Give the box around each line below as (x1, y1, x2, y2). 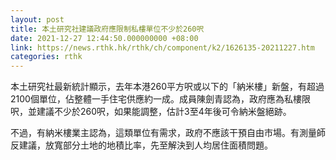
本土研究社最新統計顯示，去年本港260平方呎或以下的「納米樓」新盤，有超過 (10, 81, 325, 93)
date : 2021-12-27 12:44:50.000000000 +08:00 (10, 33, 199, 43)
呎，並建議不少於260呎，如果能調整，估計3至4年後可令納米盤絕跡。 (10, 106, 292, 118)
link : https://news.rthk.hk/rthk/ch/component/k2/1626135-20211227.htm (10, 42, 315, 53)
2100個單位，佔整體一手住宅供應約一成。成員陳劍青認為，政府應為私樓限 (10, 93, 311, 105)
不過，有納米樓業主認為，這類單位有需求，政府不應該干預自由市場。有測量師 (10, 127, 326, 139)
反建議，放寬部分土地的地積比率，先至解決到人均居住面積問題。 (10, 139, 273, 151)
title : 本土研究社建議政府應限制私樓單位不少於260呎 (10, 24, 205, 34)
